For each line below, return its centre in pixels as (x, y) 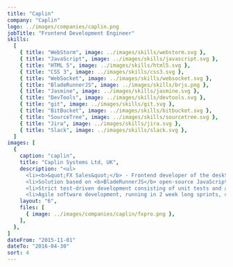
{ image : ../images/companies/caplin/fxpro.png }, (100, 214)
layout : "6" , (38, 201)
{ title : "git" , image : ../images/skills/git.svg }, (97, 104)
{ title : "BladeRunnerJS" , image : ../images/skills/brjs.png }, (114, 85)
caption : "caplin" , (48, 156)
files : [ (32, 208)
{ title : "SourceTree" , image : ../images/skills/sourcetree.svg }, (119, 117)
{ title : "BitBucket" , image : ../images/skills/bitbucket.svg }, (116, 111)
